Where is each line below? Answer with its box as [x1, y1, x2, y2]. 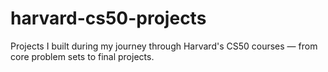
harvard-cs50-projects [10, 7, 207, 30]
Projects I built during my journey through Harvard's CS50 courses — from [10, 40, 318, 52]
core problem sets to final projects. [10, 50, 155, 62]
